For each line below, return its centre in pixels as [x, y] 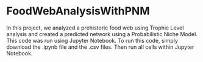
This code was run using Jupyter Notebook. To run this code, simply [92, 40]
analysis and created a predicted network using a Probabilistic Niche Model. [102, 34]
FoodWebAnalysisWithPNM [78, 11]
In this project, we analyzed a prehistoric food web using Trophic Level [95, 28]
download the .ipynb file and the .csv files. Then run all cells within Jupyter [100, 47]
